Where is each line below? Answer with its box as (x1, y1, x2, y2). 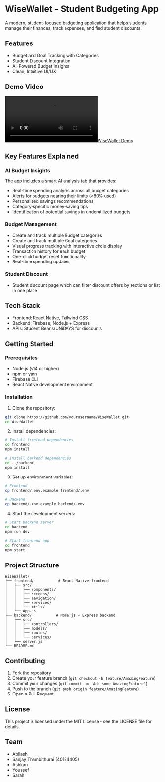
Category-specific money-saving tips (12, 204, 88, 210)
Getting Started (5, 340, 54, 348)
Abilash (12, 751, 28, 757)
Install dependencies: (12, 428, 56, 434)
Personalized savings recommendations (12, 198, 94, 204)
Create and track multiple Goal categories (12, 237, 98, 243)
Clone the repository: (12, 405, 56, 411)
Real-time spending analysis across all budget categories (12, 188, 129, 194)
